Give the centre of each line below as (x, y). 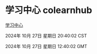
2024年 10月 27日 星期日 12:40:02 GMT (46, 46)
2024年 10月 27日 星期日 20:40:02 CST (46, 35)
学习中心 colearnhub (49, 10)
